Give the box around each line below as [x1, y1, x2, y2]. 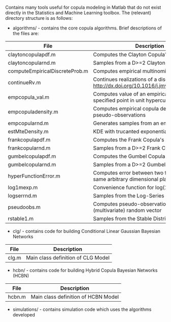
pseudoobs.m [8, 203, 41, 211]
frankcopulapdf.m [8, 136, 51, 143]
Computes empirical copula [93, 105, 159, 112]
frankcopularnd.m [8, 144, 51, 152]
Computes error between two [93, 169, 164, 176]
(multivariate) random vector [93, 207, 162, 214]
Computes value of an [93, 91, 146, 97]
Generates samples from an [93, 120, 159, 127]
